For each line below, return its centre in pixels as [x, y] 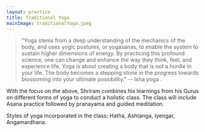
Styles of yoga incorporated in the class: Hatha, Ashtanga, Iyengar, [91, 116]
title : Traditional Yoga [38, 18]
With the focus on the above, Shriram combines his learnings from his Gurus [102, 91]
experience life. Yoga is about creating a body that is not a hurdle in [106, 66]
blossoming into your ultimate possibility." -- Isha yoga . [91, 79]
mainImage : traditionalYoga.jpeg [49, 23]
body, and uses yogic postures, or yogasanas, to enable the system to [110, 47]
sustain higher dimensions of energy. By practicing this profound [103, 54]
